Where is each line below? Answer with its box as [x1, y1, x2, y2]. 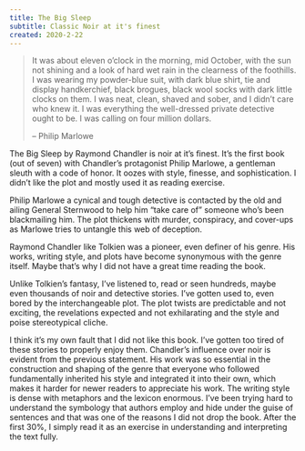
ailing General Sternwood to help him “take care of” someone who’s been [9, 205, 284, 215]
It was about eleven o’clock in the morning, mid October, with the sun [31, 55, 291, 66]
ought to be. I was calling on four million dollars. [31, 113, 212, 124]
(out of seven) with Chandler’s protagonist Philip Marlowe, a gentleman [9, 158, 276, 169]
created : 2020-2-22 [9, 30, 84, 39]
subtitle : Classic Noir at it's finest [9, 22, 161, 31]
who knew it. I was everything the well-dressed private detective [31, 104, 275, 115]
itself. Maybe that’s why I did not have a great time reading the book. [9, 261, 266, 272]
